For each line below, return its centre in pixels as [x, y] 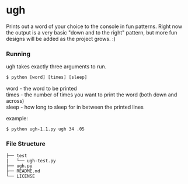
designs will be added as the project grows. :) [61, 39]
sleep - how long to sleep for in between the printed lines [75, 107]
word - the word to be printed [41, 89]
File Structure [26, 144]
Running [18, 54]
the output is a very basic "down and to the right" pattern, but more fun [92, 32]
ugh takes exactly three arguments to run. [56, 67]
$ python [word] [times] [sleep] [47, 77]
